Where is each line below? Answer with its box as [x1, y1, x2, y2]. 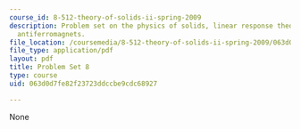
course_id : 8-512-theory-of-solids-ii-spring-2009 [9, 12, 202, 22]
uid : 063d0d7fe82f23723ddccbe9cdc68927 [9, 79, 158, 88]
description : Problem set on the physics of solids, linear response [9, 21, 274, 30]
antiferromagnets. [17, 29, 87, 38]
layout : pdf [9, 54, 54, 63]
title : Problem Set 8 [9, 63, 90, 72]
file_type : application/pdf [9, 46, 114, 55]
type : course [9, 71, 58, 80]
